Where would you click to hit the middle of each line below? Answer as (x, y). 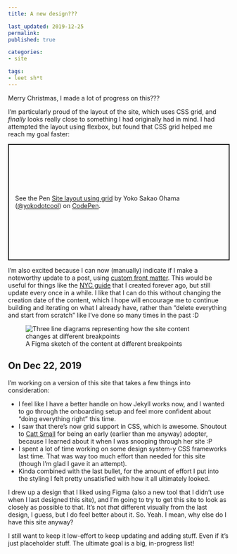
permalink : (24, 33)
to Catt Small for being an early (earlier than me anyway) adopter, (113, 434)
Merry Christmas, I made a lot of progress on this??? (84, 98)
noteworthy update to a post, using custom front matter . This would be (110, 278)
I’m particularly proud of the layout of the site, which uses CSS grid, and (112, 111)
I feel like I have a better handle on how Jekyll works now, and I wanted (121, 404)
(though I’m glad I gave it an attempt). (72, 463)
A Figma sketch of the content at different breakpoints (104, 343)
